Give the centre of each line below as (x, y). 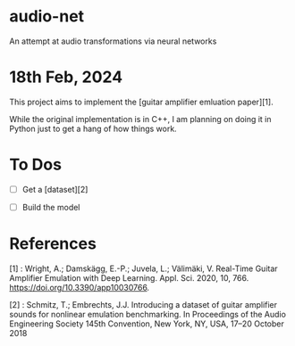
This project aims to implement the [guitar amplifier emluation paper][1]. (142, 102)
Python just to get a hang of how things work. (93, 128)
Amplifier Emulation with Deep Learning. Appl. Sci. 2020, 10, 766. (129, 277)
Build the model (51, 207)
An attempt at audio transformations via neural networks (113, 41)
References (53, 244)
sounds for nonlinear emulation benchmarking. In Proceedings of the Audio (147, 314)
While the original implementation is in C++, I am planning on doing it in (140, 119)
